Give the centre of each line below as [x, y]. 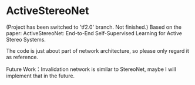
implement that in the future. [41, 76]
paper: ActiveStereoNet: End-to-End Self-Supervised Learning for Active [94, 33]
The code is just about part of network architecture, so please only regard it [98, 50]
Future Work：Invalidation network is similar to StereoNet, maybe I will [91, 69]
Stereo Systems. [26, 39]
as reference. [22, 57]
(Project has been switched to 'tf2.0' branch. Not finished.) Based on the [94, 27]
